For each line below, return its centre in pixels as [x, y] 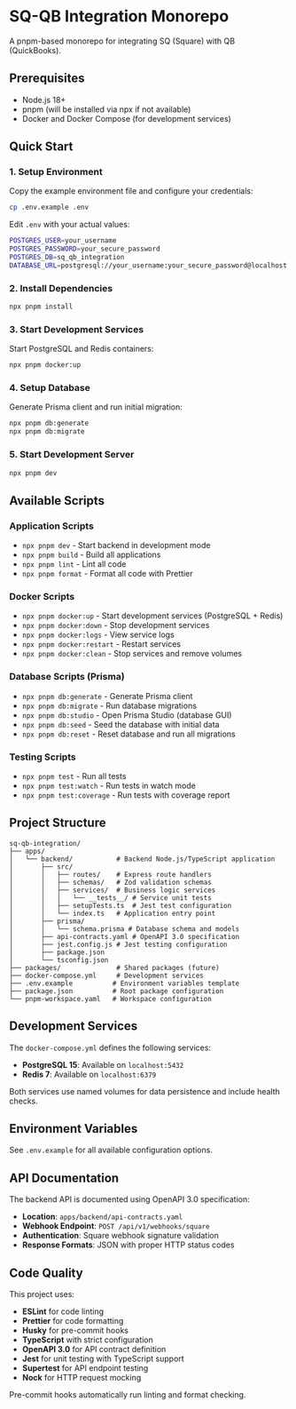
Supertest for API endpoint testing [85, 1368]
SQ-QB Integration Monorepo [119, 16]
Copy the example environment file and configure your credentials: [132, 191]
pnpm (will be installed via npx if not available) [106, 109]
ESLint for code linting [63, 1311]
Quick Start [41, 147]
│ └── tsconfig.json [59, 960]
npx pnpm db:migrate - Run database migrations [109, 705]
